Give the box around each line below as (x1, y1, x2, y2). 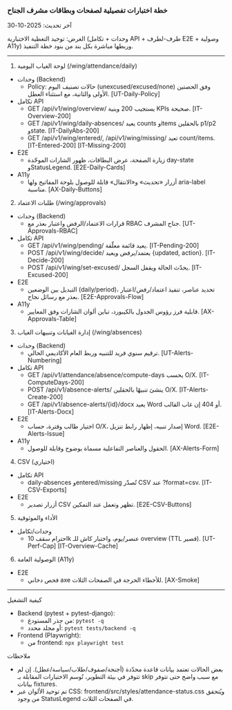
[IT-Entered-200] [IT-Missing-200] (27, 141, 126, 150)
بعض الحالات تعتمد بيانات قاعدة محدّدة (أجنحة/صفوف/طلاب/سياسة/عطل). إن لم (17, 665, 223, 673)
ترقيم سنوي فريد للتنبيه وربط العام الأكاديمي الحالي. (27, 349, 160, 357)
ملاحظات (7, 652, 31, 660)
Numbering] (27, 356, 62, 365)
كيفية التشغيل (7, 596, 43, 604)
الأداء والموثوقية (17, 514, 58, 522)
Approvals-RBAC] (27, 227, 78, 235)
